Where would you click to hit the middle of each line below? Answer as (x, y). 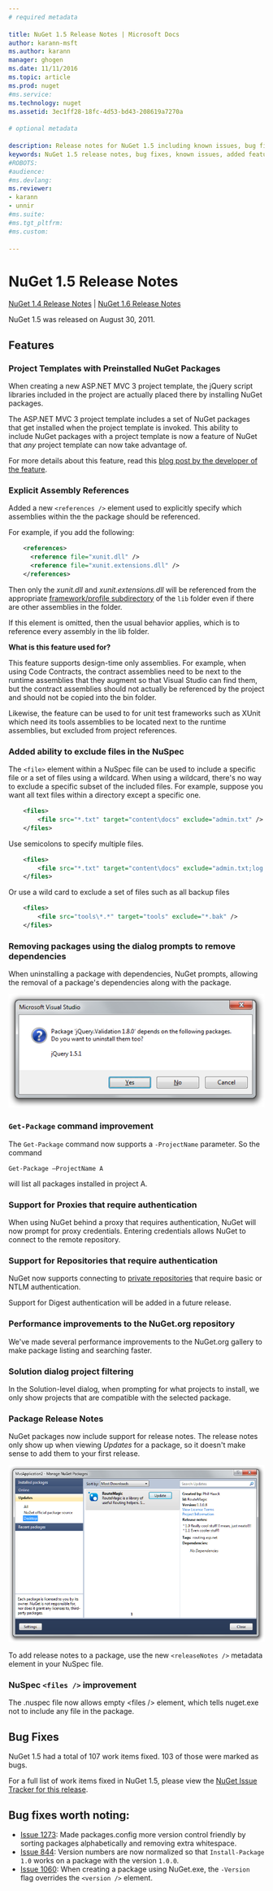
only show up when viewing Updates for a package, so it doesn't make (127, 1445)
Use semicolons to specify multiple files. (76, 843)
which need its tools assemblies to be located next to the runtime (117, 722)
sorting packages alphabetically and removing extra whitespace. (128, 1843)
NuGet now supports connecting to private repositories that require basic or (135, 1278)
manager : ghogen (36, 60)
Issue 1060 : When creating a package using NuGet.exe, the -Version (135, 1869)
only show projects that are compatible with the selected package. (120, 1398)
